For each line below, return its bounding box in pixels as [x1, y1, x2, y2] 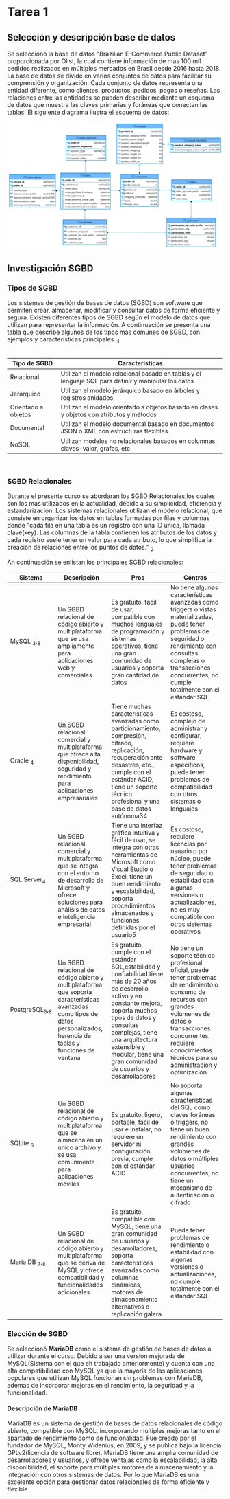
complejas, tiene [111, 1028, 157, 1036]
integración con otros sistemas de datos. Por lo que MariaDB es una [7, 1471, 199, 1479]
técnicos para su [170, 1054, 218, 1062]
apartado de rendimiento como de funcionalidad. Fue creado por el [7, 1434, 196, 1443]
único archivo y [57, 1143, 101, 1151]
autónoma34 [111, 812, 148, 820]
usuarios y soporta [111, 664, 164, 672]
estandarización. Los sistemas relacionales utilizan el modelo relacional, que [7, 506, 222, 515]
